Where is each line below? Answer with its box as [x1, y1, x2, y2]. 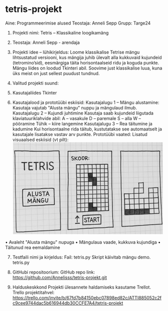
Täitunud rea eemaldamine [5, 244, 60, 250]
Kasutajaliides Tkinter [12, 89, 57, 95]
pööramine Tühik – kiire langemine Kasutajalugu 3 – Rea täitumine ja [12, 120, 152, 126]
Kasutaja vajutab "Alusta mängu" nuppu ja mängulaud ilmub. [12, 104, 137, 110]
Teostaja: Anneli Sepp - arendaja [12, 39, 80, 45]
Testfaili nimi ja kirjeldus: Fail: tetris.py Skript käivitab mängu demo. [12, 254, 151, 260]
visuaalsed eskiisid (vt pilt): [12, 136, 69, 142]
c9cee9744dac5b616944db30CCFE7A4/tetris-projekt [12, 300, 123, 306]
